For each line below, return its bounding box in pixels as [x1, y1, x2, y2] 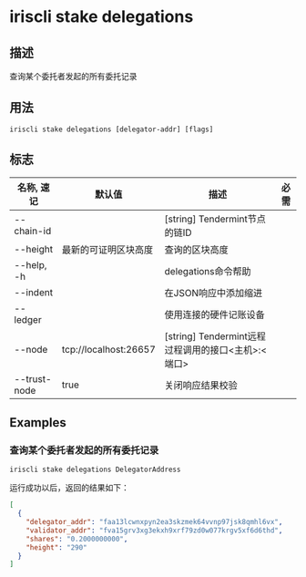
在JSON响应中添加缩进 [164, 286, 262, 299]
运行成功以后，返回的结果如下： [9, 482, 129, 493]
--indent [14, 285, 53, 298]
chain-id [14, 224, 52, 237]
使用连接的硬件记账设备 [164, 308, 266, 321]
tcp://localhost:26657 [61, 343, 157, 355]
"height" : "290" [25, 542, 88, 552]
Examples [9, 415, 66, 430]
